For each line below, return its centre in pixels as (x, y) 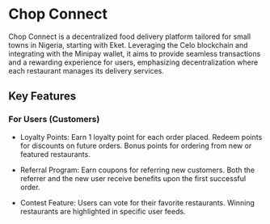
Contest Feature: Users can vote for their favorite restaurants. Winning (137, 202)
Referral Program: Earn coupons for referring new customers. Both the (137, 170)
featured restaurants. (55, 154)
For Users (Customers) (54, 120)
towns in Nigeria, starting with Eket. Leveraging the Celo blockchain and (128, 44)
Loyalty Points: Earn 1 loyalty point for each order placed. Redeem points (141, 137)
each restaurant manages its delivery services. (86, 70)
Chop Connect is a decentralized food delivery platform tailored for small (130, 36)
